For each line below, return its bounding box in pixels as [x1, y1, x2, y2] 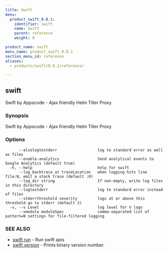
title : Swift [5, 7, 33, 13]
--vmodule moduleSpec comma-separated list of [18, 209, 150, 214]
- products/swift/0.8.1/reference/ [10, 63, 85, 68]
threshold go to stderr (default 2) [5, 200, 82, 205]
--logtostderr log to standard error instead [18, 187, 163, 192]
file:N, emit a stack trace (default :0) [5, 174, 94, 179]
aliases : [5, 58, 24, 63]
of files [5, 192, 24, 197]
